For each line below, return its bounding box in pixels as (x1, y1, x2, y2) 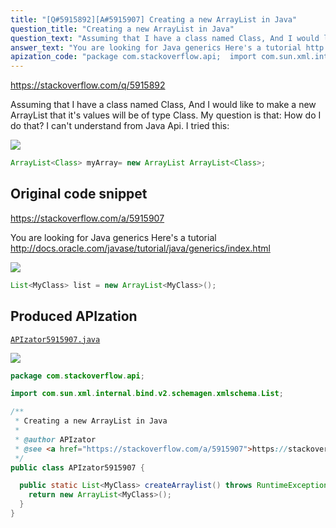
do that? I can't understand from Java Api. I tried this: (10, 120, 230, 132)
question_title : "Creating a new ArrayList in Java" (10, 24, 235, 34)
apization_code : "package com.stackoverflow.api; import (10, 52, 257, 62)
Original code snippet (10, 186, 148, 203)
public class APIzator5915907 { (10, 462, 145, 473)
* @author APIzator (14, 434, 97, 445)
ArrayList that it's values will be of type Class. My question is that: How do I (10, 109, 322, 121)
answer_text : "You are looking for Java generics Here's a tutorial (10, 42, 302, 53)
